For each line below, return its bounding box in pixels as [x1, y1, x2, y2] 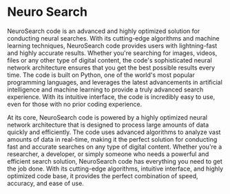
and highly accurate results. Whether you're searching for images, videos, [7, 49, 218, 57]
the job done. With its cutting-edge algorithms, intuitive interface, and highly [7, 164, 224, 173]
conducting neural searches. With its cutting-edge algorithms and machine [7, 34, 220, 42]
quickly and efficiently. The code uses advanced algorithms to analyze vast [7, 128, 221, 136]
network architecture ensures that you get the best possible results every [7, 63, 216, 72]
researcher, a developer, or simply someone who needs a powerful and [7, 149, 209, 158]
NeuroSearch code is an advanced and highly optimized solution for [7, 27, 200, 35]
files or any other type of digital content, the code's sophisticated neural [7, 56, 212, 64]
